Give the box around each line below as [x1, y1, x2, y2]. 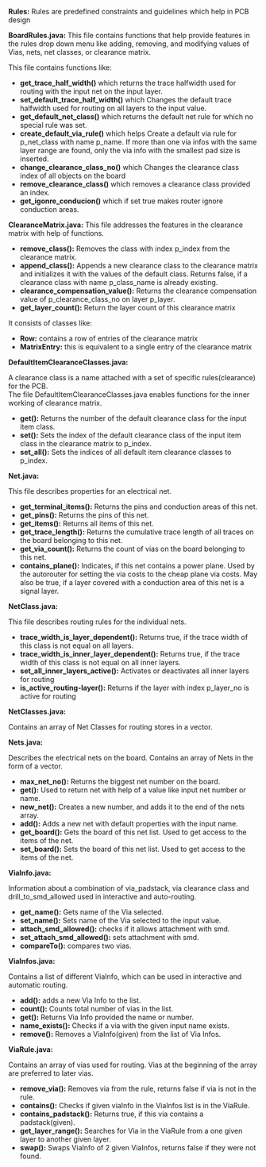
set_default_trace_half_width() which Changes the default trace [19, 95, 232, 104]
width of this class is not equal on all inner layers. [19, 658, 181, 667]
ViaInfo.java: [8, 869, 52, 877]
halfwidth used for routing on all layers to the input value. [19, 103, 207, 113]
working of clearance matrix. [8, 399, 102, 407]
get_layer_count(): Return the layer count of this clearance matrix [19, 303, 236, 312]
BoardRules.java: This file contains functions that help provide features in [8, 31, 250, 40]
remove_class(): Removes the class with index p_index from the [19, 244, 230, 253]
